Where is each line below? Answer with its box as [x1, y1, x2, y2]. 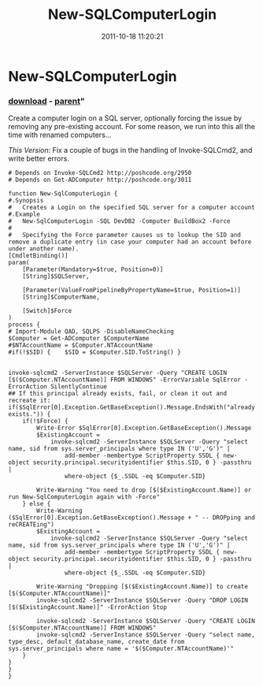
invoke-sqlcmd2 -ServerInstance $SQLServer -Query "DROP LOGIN [36, 596, 248, 604]
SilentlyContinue [50, 383, 108, 391]
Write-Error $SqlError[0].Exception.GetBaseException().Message [36, 424, 252, 433]
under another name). [8, 245, 80, 253]
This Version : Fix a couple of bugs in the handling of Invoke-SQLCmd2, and [8, 146, 253, 155]
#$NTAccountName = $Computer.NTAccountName [8, 341, 154, 350]
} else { [22, 500, 51, 508]
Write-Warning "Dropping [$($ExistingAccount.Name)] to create [36, 583, 248, 591]
